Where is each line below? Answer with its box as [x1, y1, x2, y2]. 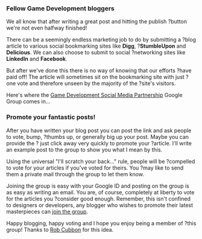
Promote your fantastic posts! [6, 113, 96, 121]
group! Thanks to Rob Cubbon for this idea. [6, 226, 114, 233]
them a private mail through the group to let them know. [6, 170, 145, 177]
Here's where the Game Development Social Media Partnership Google [6, 92, 183, 99]
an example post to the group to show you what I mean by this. [6, 146, 163, 153]
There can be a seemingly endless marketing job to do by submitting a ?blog [6, 36, 197, 43]
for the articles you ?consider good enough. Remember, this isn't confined [6, 195, 191, 202]
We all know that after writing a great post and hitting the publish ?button [6, 18, 187, 25]
